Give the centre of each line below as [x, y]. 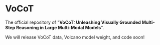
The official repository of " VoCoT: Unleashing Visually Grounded [73, 22]
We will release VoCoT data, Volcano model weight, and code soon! [75, 37]
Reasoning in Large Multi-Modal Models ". [60, 27]
